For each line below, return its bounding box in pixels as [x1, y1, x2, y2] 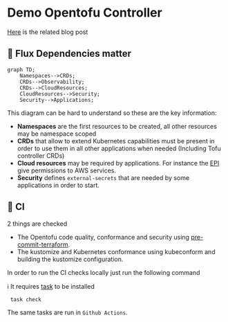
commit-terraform [17, 240, 68, 249]
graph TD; [7, 66, 36, 73]
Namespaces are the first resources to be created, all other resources [17, 122, 218, 130]
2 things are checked [7, 220, 68, 228]
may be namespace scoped [17, 129, 97, 138]
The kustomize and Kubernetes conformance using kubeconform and [17, 247, 216, 256]
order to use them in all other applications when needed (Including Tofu [17, 144, 221, 152]
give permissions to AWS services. [17, 166, 116, 175]
